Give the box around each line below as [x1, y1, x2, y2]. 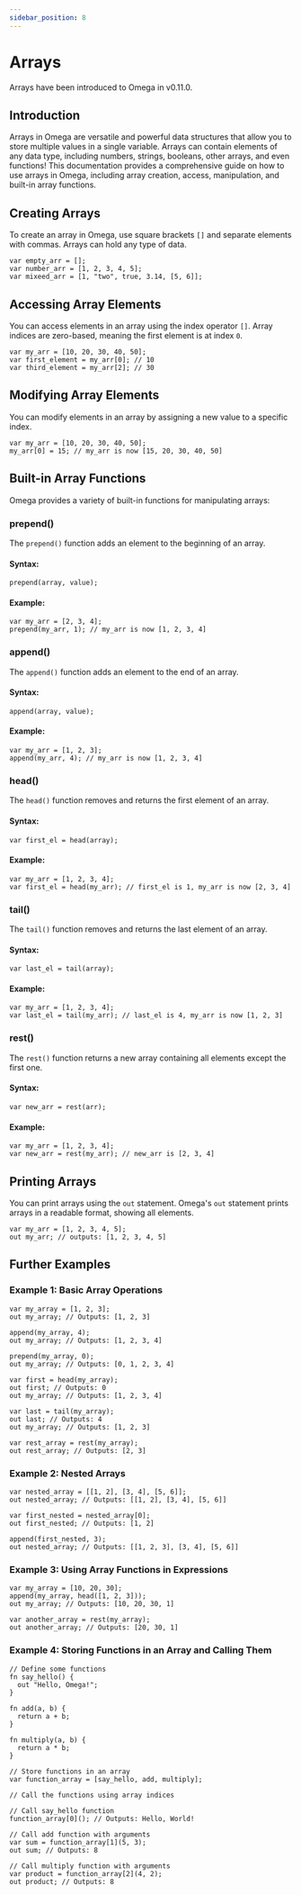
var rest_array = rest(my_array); [9, 1438, 139, 1448]
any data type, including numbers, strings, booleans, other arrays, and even [9, 150, 290, 162]
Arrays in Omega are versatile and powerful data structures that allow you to [9, 131, 292, 142]
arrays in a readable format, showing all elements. [9, 1207, 195, 1218]
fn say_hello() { [9, 1672, 75, 1682]
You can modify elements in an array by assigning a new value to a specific [9, 411, 288, 422]
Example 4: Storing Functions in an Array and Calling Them [9, 1644, 272, 1656]
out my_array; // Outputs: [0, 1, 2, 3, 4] [9, 1359, 175, 1368]
